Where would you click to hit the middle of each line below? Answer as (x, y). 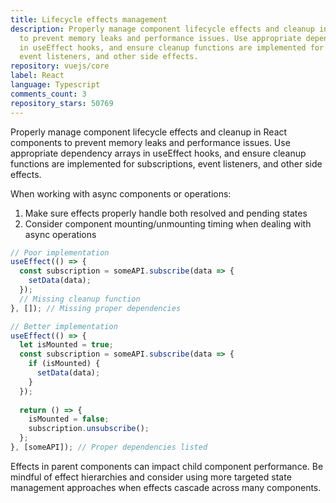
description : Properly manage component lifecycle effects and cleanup (162, 29)
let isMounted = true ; (66, 345)
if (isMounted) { (64, 364)
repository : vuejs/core (60, 66)
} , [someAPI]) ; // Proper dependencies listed (109, 447)
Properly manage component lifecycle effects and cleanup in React (149, 132)
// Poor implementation (60, 252)
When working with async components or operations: (121, 193)
